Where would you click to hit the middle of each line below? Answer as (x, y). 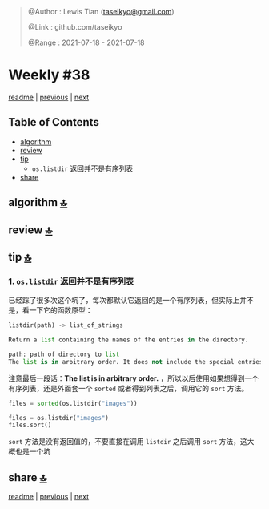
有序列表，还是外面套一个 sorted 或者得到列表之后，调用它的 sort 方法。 (128, 388)
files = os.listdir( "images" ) (59, 418)
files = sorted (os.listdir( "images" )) (73, 403)
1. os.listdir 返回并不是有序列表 (71, 281)
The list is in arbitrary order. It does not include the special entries (136, 362)
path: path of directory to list (64, 354)
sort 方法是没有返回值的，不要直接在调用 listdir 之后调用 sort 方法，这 (128, 442)
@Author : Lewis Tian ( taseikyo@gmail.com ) (101, 12)
